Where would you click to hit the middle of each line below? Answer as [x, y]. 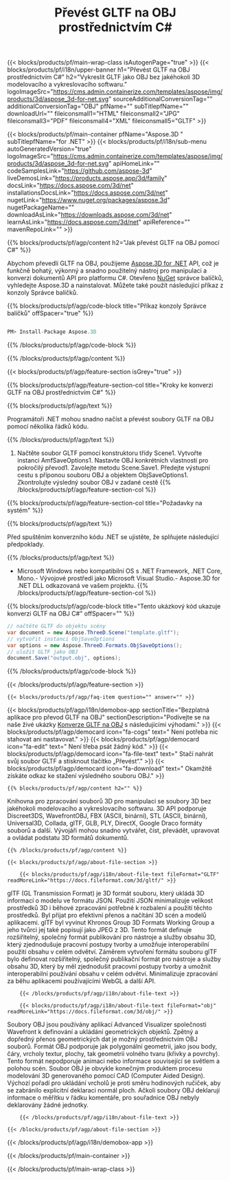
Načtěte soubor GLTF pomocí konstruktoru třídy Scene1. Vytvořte [110, 453]
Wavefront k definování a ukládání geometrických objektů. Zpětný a [103, 1032]
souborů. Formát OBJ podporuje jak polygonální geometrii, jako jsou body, [112, 1046]
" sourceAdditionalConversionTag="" [161, 99]
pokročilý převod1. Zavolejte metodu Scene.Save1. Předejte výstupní [114, 468]
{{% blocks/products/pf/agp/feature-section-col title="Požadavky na [105, 503]
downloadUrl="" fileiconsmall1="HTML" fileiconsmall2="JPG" [93, 114]
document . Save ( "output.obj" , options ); [64, 658]
